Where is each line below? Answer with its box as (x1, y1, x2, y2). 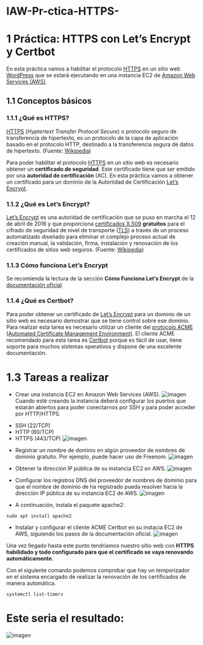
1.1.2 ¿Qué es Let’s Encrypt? (6, 199, 90, 208)
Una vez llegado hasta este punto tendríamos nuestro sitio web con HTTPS (6, 542, 195, 549)
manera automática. (6, 579, 56, 587)
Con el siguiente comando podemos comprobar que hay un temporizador (6, 567, 190, 574)
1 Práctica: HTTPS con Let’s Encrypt (6, 32, 191, 46)
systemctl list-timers (6, 591, 64, 597)
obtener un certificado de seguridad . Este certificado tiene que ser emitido (6, 165, 195, 173)
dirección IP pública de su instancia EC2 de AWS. (15, 489, 139, 497)
